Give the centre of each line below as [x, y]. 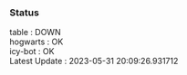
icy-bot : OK [32, 52]
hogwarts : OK [36, 42]
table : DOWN [35, 33]
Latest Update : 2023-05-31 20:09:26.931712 [94, 61]
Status [24, 13]
